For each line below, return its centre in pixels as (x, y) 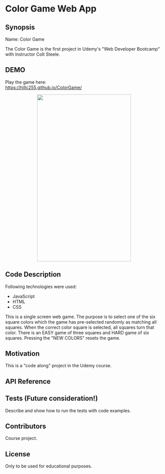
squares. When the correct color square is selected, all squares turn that (80, 327)
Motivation (22, 354)
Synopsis (20, 27)
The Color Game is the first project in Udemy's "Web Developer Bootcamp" (82, 49)
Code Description (33, 274)
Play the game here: (26, 82)
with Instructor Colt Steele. (33, 54)
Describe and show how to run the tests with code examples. (68, 410)
